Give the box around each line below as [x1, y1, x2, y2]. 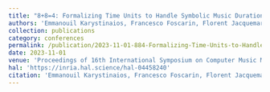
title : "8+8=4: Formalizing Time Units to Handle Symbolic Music [8, 11, 231, 20]
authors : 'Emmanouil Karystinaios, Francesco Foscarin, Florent [8, 19, 228, 27]
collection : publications [8, 26, 95, 34]
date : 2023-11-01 [8, 49, 67, 57]
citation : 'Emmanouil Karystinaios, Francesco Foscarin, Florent [8, 71, 231, 79]
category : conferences [8, 34, 84, 42]
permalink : [8, 42, 45, 50]
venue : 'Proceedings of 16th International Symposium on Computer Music [8, 57, 257, 65]
